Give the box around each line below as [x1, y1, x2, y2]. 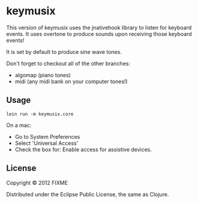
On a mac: [6, 121, 32, 129]
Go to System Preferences [14, 133, 80, 140]
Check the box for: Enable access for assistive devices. [14, 145, 152, 153]
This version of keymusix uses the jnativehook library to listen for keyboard [6, 24, 192, 31]
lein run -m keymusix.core [6, 111, 74, 117]
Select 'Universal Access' [14, 139, 79, 147]
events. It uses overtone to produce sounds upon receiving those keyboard [6, 30, 192, 37]
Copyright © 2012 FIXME [6, 179, 68, 186]
